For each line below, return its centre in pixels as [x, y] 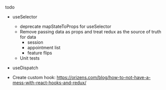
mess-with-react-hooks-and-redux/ [49, 83]
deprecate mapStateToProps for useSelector [65, 26]
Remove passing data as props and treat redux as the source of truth [90, 32]
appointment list [44, 47]
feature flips [40, 53]
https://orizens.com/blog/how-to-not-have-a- [104, 77]
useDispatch [25, 68]
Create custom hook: [34, 77]
